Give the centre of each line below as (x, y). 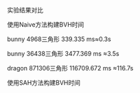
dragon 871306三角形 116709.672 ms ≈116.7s (70, 68)
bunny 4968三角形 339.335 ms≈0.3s (59, 39)
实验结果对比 (25, 10)
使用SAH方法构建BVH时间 (44, 83)
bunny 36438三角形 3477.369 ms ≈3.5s (63, 54)
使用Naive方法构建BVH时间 (46, 25)
